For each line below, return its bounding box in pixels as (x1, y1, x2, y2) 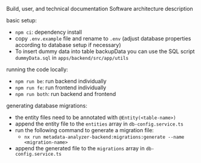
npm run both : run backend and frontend (15, 91, 116, 97)
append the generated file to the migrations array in (15, 145, 145, 152)
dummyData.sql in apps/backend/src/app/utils (15, 54, 129, 61)
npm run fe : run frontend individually (15, 84, 107, 91)
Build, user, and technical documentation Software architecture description (6, 5, 194, 12)
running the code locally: (6, 66, 68, 73)
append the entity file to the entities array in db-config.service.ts (15, 120, 183, 127)
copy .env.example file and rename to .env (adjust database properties (15, 35, 191, 42)
